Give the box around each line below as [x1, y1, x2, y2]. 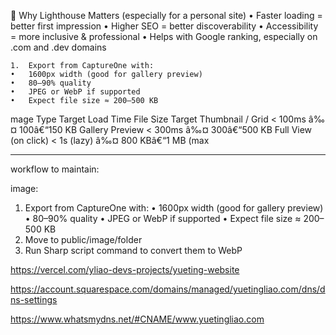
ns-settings [10, 294, 58, 305]
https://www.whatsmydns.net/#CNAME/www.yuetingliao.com [10, 313, 265, 325]
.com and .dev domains [10, 41, 107, 53]
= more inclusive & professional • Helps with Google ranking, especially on [10, 31, 318, 42]
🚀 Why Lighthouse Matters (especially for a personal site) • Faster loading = [10, 10, 323, 21]
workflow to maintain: [10, 163, 100, 175]
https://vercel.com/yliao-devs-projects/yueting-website [10, 264, 240, 275]
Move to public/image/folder [24, 234, 143, 245]
